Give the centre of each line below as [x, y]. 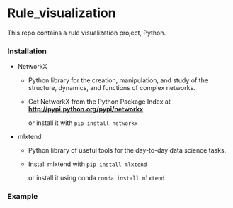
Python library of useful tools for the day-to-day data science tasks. [127, 150]
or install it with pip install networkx [83, 123]
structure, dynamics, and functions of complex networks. [112, 88]
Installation [27, 51]
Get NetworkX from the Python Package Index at [100, 102]
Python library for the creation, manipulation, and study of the [118, 80]
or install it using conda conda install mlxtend [96, 178]
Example [23, 197]
